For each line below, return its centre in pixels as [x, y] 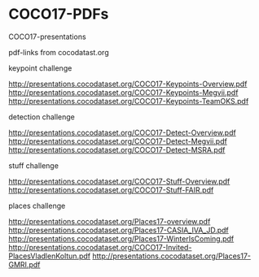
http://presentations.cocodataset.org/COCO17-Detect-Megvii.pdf [118, 141]
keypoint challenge [40, 68]
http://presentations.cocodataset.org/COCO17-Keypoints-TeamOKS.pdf [129, 101]
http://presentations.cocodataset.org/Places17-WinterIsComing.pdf [121, 238]
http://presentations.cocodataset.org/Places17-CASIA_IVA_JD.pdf [119, 230]
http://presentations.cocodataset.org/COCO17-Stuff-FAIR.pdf [111, 190]
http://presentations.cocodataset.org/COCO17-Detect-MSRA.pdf [117, 149]
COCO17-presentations [48, 37]
